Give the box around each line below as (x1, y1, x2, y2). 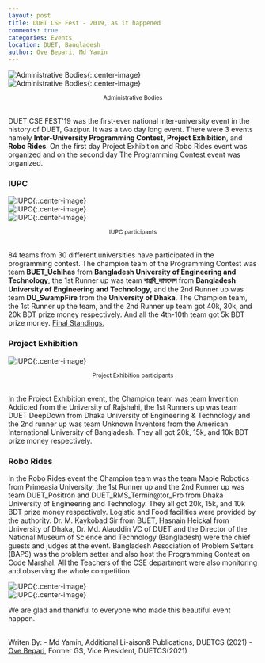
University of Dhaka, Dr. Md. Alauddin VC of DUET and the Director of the (8, 524, 248, 533)
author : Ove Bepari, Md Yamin (8, 48, 108, 56)
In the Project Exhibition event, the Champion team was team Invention (8, 394, 239, 403)
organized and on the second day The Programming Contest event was (8, 150, 241, 159)
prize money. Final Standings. (8, 318, 105, 328)
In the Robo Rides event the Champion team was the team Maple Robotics (8, 473, 250, 483)
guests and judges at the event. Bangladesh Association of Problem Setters (8, 540, 255, 551)
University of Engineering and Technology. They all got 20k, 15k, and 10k (8, 498, 245, 508)
